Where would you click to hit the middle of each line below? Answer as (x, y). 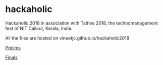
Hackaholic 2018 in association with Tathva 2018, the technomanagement (82, 23)
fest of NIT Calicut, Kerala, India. (39, 28)
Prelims (13, 47)
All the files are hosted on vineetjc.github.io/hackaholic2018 (67, 38)
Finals (11, 57)
